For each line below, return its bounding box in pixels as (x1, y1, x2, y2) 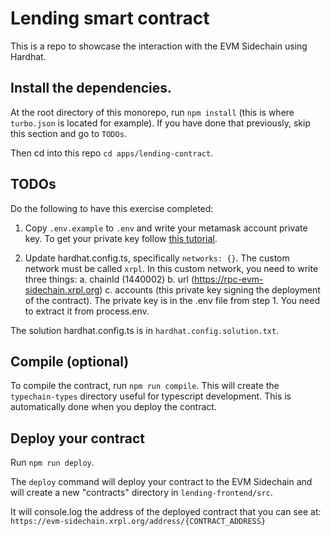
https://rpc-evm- (194, 273, 264, 285)
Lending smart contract (10, 7, 210, 30)
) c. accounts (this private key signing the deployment (99, 283, 321, 296)
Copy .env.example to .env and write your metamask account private (24, 222, 308, 234)
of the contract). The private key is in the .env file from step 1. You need (24, 294, 320, 306)
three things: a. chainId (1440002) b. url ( (24, 273, 195, 285)
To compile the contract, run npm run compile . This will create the (10, 380, 280, 392)
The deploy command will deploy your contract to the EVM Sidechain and (10, 476, 313, 488)
